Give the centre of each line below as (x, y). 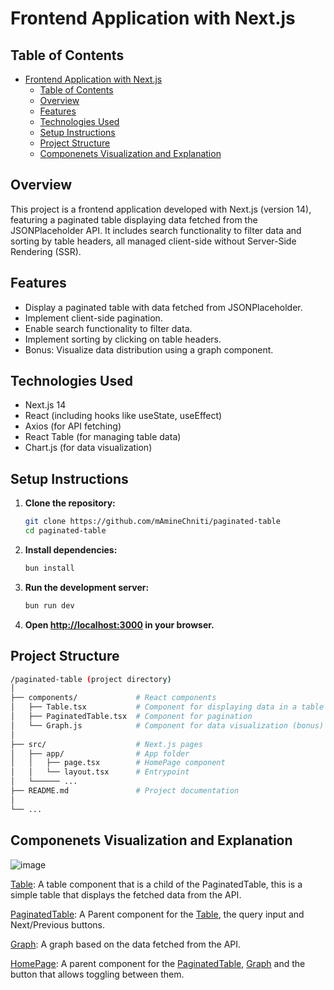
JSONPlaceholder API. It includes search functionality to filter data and (156, 230)
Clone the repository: (70, 503)
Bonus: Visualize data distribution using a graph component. (149, 349)
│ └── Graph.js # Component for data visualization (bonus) (167, 725)
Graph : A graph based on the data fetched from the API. (126, 944)
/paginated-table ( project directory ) (91, 679)
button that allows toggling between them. (97, 974)
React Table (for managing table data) (103, 437)
